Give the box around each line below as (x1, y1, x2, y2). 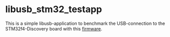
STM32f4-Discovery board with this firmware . (5, 25, 102, 31)
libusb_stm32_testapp (5, 4, 102, 15)
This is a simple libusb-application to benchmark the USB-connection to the (5, 20, 165, 26)
